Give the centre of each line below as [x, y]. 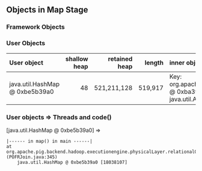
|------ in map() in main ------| [50, 141]
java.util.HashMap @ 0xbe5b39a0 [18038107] [72, 162]
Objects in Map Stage [47, 10]
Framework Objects [35, 27]
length [154, 63]
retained [120, 58]
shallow [77, 58]
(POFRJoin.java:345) [32, 157]
